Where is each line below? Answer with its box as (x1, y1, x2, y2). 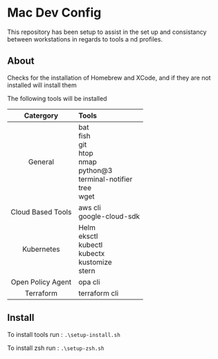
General (28, 157, 54, 167)
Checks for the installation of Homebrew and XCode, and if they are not (7, 73, 211, 82)
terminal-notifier (78, 174, 133, 184)
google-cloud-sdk (78, 211, 140, 221)
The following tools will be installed (7, 94, 107, 102)
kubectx (78, 248, 105, 258)
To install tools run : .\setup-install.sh (7, 330, 121, 338)
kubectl (78, 240, 103, 250)
